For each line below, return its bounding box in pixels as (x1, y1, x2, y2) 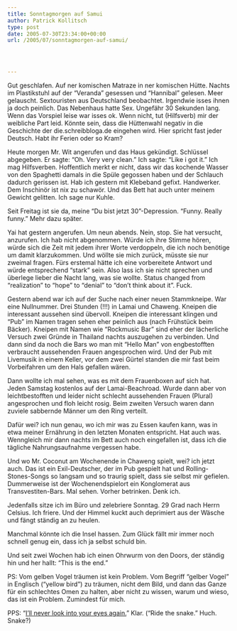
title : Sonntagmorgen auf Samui (7, 10, 103, 18)
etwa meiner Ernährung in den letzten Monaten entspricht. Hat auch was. (7, 428, 221, 437)
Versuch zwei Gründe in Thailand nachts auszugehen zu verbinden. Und (7, 333, 219, 341)
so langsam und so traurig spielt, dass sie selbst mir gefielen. (50, 472, 230, 480)
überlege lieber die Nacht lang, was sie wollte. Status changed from (7, 274, 206, 282)
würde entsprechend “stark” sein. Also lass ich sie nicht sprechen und (7, 266, 213, 274)
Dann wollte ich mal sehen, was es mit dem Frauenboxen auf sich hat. (7, 377, 211, 385)
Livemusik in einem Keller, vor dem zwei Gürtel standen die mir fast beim (7, 355, 220, 364)
